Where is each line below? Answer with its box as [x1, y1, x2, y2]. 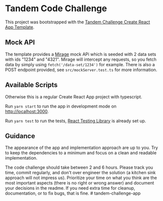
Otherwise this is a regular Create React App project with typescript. [5, 93, 143, 100]
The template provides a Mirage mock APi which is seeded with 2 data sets [5, 51, 156, 57]
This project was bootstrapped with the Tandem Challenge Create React [5, 19, 150, 25]
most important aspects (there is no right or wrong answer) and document [5, 180, 155, 186]
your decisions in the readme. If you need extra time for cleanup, [5, 185, 136, 191]
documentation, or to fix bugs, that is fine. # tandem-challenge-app [5, 190, 141, 196]
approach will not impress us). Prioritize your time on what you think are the [5, 175, 157, 181]
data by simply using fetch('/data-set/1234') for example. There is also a [5, 61, 155, 67]
